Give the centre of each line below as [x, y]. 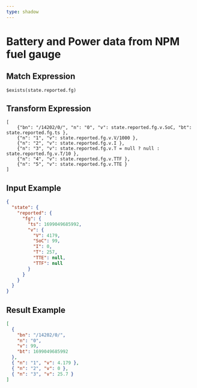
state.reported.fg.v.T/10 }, [43, 154]
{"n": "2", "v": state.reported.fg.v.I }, [71, 144]
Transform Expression [49, 109]
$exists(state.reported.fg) [41, 90]
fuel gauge [34, 54]
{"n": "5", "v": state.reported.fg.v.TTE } [72, 165]
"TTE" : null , [49, 258]
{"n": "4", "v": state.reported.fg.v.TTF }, [74, 159]
